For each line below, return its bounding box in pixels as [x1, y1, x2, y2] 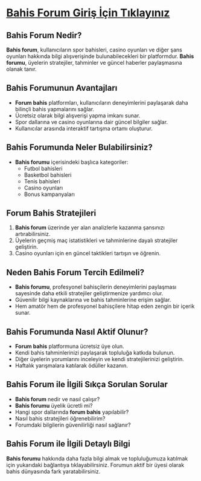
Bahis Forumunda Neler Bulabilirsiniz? [6, 142, 153, 152]
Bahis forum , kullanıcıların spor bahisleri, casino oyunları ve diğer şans [6, 46, 182, 53]
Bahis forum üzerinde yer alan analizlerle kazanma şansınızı [14, 224, 165, 231]
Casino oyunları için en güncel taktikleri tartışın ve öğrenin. [14, 250, 161, 257]
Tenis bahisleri [24, 177, 60, 185]
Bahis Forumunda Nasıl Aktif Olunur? [6, 327, 148, 337]
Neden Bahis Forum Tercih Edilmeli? [6, 267, 145, 278]
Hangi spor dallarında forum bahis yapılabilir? [14, 408, 129, 416]
